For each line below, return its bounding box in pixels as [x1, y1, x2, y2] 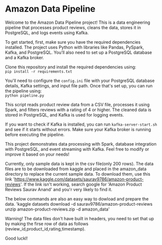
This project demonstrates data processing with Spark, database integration [5, 141, 157, 147]
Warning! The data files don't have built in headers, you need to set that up [5, 215, 154, 221]
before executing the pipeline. [5, 131, 65, 137]
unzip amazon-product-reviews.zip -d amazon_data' [5, 206, 110, 212]
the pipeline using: [5, 88, 42, 94]
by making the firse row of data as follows [5, 221, 88, 227]
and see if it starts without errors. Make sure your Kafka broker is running [5, 126, 151, 132]
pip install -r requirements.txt [5, 69, 73, 74]
